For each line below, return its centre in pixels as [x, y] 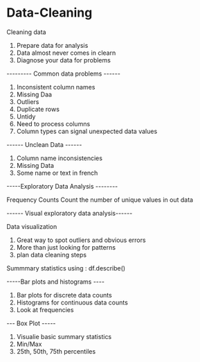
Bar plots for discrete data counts [64, 295]
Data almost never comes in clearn [66, 53]
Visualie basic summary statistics [64, 336]
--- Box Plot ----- [31, 323]
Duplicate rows [38, 109]
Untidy [26, 117]
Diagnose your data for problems [64, 60]
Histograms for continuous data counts [72, 302]
